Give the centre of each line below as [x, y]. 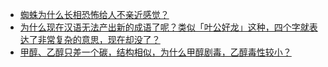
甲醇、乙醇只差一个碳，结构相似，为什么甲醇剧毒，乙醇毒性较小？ [155, 52]
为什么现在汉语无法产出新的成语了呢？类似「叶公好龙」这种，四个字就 [164, 27]
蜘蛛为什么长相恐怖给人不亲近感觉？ [94, 14]
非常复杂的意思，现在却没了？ [99, 39]
